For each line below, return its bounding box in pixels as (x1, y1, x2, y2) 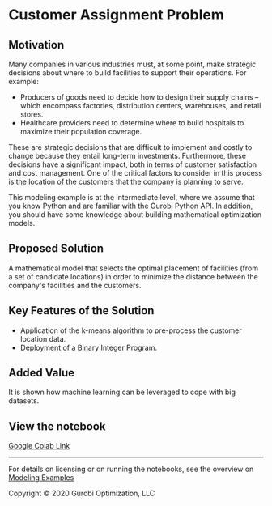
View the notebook (8, 419, 106, 433)
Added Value (8, 366, 75, 380)
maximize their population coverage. (19, 127, 142, 136)
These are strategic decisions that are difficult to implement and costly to (8, 142, 253, 151)
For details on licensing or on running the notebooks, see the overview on (8, 464, 254, 474)
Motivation (8, 38, 65, 52)
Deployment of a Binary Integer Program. (19, 342, 158, 352)
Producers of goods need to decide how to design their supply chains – (19, 92, 259, 102)
